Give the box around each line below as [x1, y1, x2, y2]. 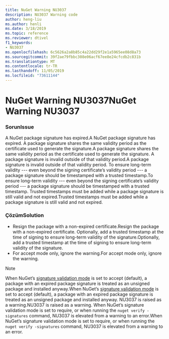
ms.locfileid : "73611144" [5, 73, 60, 78]
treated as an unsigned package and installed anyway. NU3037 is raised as [5, 296, 162, 303]
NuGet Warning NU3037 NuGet [5, 95, 137, 106]
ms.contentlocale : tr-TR [5, 64, 58, 69]
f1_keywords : [5, 40, 33, 45]
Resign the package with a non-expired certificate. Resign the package [12, 223, 159, 230]
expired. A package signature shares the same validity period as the [5, 140, 147, 146]
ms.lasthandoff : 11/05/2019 [5, 69, 65, 74]
